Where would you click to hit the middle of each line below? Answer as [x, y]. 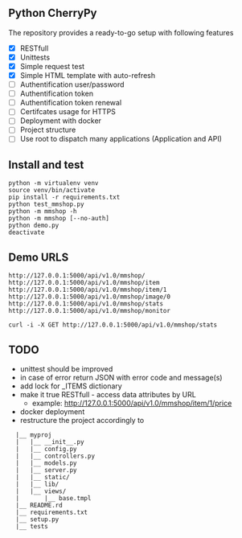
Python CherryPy [53, 13]
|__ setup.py [37, 519]
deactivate [27, 232]
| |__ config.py [47, 449]
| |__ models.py [47, 463]
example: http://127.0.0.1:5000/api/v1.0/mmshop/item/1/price [132, 403]
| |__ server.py [47, 470]
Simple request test [52, 66]
